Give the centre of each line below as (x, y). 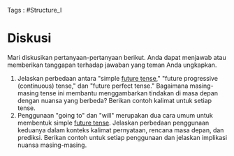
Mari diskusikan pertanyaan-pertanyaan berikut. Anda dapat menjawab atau (117, 57)
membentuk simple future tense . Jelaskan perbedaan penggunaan (113, 123)
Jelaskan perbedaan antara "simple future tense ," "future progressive (118, 78)
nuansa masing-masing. (52, 145)
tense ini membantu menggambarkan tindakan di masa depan (129, 93)
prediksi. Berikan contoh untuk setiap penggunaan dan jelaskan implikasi (122, 137)
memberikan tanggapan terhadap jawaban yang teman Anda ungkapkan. (112, 65)
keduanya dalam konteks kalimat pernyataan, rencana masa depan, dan (120, 130)
